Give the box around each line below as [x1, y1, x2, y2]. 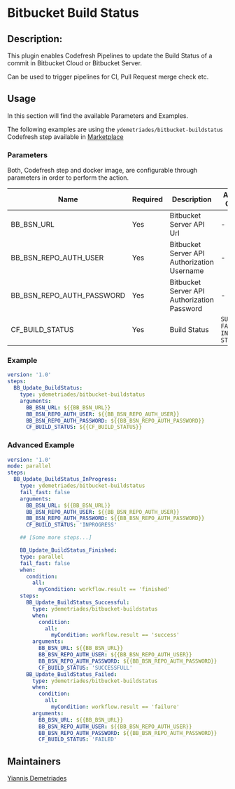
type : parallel [20, 553, 64, 560]
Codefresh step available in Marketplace [7, 132, 124, 141]
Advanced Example [7, 440, 75, 450]
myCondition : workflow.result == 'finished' [38, 586, 171, 593]
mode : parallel [7, 463, 52, 470]
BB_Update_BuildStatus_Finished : [20, 547, 117, 554]
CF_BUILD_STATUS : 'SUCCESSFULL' [38, 664, 133, 671]
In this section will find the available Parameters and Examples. [7, 111, 189, 120]
